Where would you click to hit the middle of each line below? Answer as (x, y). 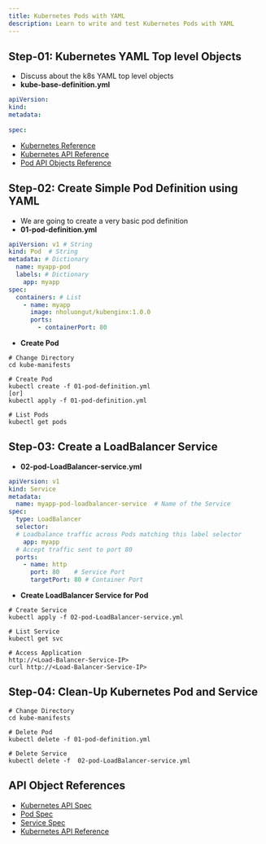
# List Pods (28, 415)
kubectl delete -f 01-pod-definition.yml (80, 739)
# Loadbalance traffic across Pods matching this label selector (129, 534)
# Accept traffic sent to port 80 (74, 549)
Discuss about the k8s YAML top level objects (97, 76)
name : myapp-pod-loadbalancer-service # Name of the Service (123, 504)
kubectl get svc (36, 639)
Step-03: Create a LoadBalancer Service (113, 447)
